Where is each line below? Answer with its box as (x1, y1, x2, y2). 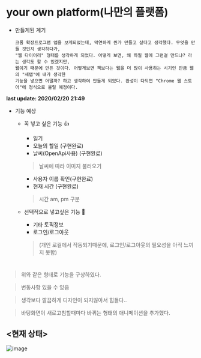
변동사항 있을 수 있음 (20, 284, 70, 291)
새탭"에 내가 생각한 (25, 71, 66, 77)
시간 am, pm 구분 (38, 195, 80, 202)
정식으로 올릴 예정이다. (28, 84, 78, 90)
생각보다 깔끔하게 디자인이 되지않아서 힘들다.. (20, 297, 127, 304)
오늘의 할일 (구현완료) (32, 142, 84, 149)
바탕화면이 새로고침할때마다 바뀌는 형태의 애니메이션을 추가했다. (20, 309, 171, 317)
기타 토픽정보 (32, 220, 64, 228)
